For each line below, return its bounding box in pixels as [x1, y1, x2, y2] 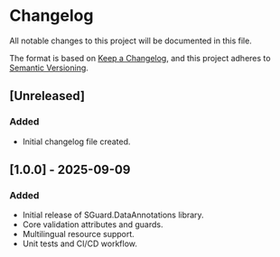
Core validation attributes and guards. [22, 219, 164, 230]
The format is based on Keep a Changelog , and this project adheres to [9, 52, 271, 63]
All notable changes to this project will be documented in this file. [9, 35, 253, 46]
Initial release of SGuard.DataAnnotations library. [22, 209, 205, 221]
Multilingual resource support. [22, 229, 135, 240]
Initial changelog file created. [22, 136, 131, 147]
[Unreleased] [9, 88, 86, 104]
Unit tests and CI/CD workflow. [22, 238, 138, 249]
